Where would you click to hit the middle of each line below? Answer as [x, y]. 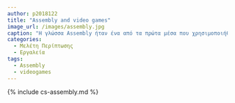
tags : [15, 59]
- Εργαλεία [29, 53]
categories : [24, 40]
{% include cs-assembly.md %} [53, 92]
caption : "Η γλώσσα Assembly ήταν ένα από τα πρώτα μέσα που [98, 33]
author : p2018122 [33, 14]
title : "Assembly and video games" [59, 20]
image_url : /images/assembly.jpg [56, 26]
